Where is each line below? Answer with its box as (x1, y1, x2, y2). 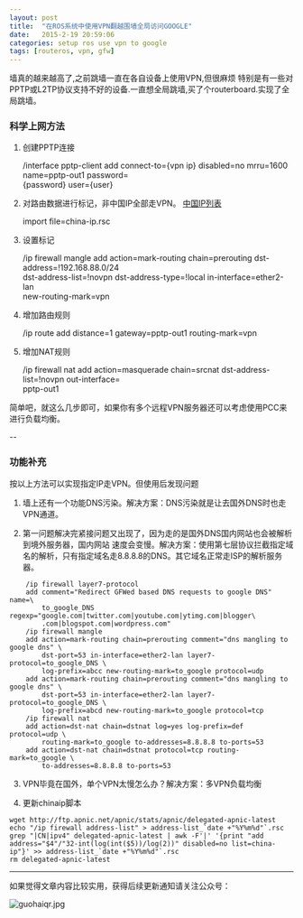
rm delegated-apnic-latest (9, 855, 111, 864)
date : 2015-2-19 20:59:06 (9, 30, 115, 39)
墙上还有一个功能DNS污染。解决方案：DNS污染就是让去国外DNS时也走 (22, 497, 287, 508)
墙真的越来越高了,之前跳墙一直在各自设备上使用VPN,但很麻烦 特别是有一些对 (9, 73, 294, 84)
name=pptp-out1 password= (22, 170, 129, 181)
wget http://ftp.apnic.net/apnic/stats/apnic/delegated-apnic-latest (9, 815, 277, 824)
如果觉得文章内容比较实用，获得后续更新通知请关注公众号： (9, 880, 231, 891)
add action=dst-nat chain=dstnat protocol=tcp (25, 746, 204, 755)
